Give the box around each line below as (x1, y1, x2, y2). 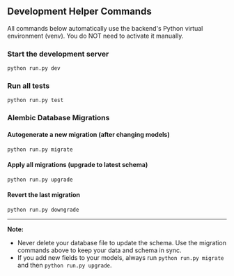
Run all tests (7, 81, 50, 91)
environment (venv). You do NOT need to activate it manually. (7, 31, 184, 40)
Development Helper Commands (7, 6, 152, 17)
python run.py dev (7, 65, 61, 72)
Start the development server (7, 49, 109, 59)
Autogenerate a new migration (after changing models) (7, 130, 170, 138)
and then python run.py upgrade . (17, 261, 113, 269)
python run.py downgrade (7, 206, 79, 213)
